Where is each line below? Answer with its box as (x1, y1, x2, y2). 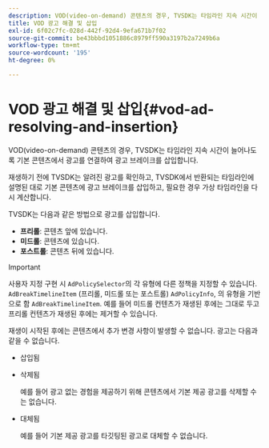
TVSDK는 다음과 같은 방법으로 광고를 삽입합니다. (8, 209, 160, 218)
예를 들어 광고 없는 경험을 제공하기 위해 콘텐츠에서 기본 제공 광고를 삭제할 (19, 386, 249, 396)
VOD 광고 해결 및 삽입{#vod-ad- (8, 101, 215, 118)
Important (8, 262, 41, 272)
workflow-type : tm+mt (8, 42, 81, 50)
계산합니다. (16, 192, 52, 202)
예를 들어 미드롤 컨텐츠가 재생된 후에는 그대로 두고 (103, 298, 260, 308)
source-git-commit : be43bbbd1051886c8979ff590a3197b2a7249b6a (8, 34, 220, 42)
